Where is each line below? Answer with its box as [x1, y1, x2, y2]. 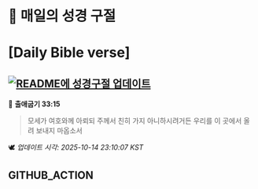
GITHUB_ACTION [8, 169, 94, 182]
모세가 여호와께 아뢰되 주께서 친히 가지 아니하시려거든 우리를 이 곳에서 [27, 116, 242, 126]
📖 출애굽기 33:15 [8, 99, 61, 109]
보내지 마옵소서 [35, 126, 83, 135]
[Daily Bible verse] [8, 44, 131, 61]
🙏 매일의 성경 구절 [8, 7, 116, 25]
